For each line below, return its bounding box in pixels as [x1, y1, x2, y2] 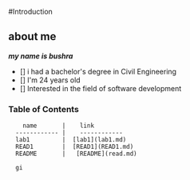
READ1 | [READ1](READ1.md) [15, 143, 134, 151]
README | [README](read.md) [15, 150, 137, 158]
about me [8, 30, 57, 43]
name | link [22, 122, 94, 130]
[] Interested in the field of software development [19, 83, 182, 93]
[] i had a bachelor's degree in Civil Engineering [19, 66, 177, 76]
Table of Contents [8, 103, 80, 114]
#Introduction [8, 7, 53, 16]
